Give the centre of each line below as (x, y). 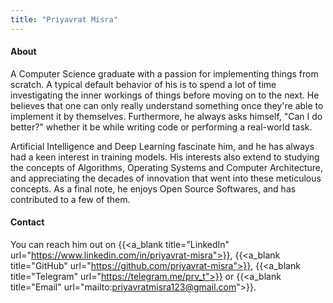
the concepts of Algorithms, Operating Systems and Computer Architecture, (166, 167)
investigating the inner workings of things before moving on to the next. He (165, 95)
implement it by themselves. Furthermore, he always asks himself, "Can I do (166, 116)
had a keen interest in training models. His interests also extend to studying (165, 157)
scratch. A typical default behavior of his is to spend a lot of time (143, 84)
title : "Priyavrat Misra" (64, 19)
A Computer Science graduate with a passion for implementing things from (164, 73)
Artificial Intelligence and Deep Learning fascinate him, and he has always (162, 146)
